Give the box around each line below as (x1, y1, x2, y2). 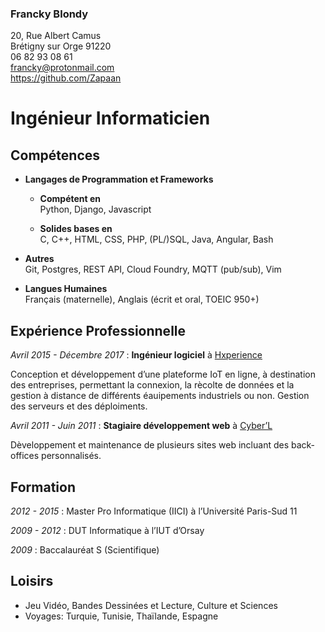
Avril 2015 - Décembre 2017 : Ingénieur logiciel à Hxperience (10, 349, 263, 361)
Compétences (10, 147, 101, 164)
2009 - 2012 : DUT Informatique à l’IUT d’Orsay (10, 524, 205, 536)
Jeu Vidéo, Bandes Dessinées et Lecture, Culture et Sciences (24, 599, 278, 611)
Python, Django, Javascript (39, 203, 152, 216)
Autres (24, 253, 55, 265)
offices (10, 450, 40, 462)
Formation (10, 478, 76, 496)
